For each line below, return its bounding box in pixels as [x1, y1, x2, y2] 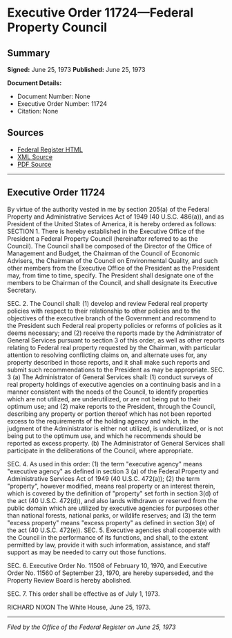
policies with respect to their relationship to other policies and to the [7, 307, 201, 315]
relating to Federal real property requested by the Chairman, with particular [7, 343, 221, 352]
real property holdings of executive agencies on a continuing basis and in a [7, 380, 221, 388]
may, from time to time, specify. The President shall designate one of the [7, 271, 214, 280]
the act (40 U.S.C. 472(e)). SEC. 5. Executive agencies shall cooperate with [7, 526, 221, 534]
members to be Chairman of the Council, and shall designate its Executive [7, 278, 217, 286]
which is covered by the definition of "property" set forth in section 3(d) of [7, 489, 219, 498]
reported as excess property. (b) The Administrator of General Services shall [7, 439, 225, 447]
